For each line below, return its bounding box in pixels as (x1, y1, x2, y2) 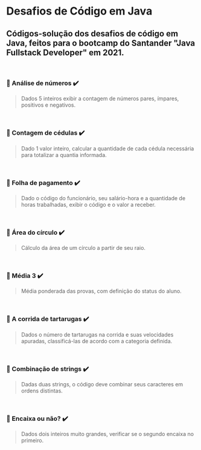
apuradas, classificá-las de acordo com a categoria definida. (21, 337, 173, 344)
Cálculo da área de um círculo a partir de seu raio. (21, 244, 146, 252)
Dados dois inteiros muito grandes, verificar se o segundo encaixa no (21, 431, 194, 438)
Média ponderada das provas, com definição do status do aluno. (21, 287, 182, 295)
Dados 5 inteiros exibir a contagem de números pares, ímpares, (21, 95, 179, 102)
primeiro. (21, 437, 44, 444)
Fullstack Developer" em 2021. (6, 47, 125, 58)
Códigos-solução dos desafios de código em (6, 29, 179, 39)
